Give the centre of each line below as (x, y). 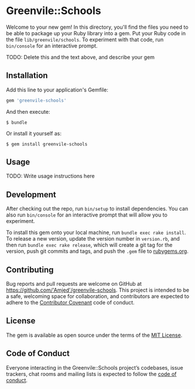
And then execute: (28, 111)
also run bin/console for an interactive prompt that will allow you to (87, 215)
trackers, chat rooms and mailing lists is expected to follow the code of (91, 374)
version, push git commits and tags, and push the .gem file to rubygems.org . (97, 251)
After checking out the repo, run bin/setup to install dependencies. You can (97, 209)
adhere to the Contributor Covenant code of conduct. (70, 303)
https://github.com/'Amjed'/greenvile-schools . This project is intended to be (97, 290)
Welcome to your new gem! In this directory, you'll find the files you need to (97, 27)
